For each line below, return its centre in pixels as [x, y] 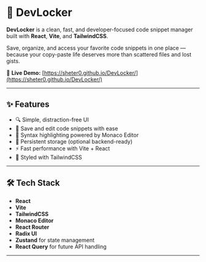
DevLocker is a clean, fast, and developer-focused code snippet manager [100, 29]
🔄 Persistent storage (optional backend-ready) [74, 141]
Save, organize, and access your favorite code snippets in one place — [96, 48]
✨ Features [28, 105]
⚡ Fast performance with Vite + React [63, 148]
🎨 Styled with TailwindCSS [48, 157]
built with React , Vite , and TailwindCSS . [57, 36]
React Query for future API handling [61, 246]
